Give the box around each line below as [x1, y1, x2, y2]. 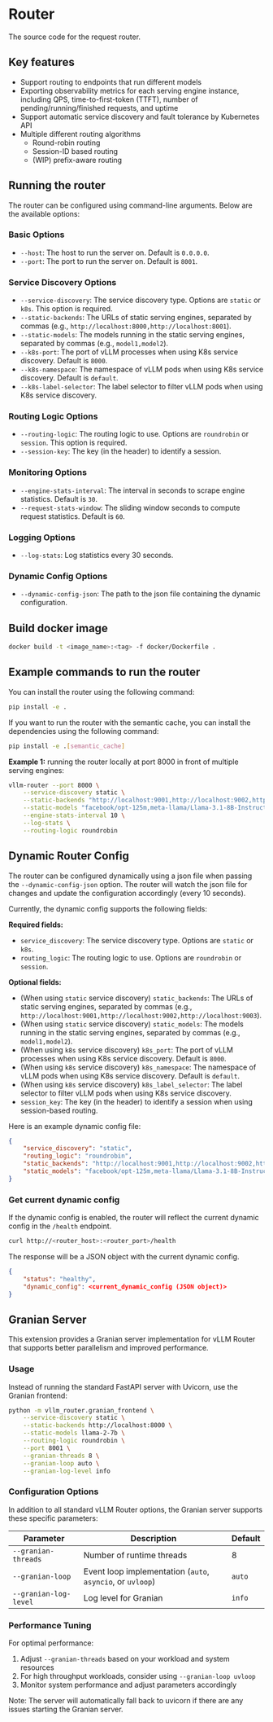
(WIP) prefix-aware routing [32, 155, 123, 165]
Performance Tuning [8, 1619, 92, 1631]
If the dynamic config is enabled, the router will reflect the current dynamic [8, 1213, 260, 1223]
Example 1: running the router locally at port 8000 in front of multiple [8, 757, 239, 767]
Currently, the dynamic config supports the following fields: [8, 903, 207, 913]
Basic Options [8, 229, 65, 240]
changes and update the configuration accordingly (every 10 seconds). [8, 888, 246, 898]
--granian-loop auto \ [23, 1459, 100, 1467]
